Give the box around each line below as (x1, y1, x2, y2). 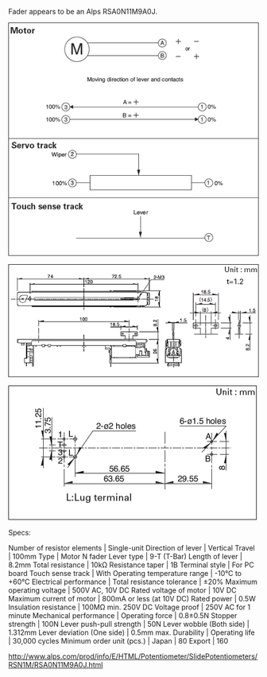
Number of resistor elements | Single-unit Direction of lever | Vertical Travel (8, 543, 256, 552)
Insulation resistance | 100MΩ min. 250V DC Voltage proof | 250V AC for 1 (8, 602, 251, 612)
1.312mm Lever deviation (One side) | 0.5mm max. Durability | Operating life (8, 628, 256, 637)
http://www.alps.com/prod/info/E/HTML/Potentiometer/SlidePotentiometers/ (8, 652, 258, 661)
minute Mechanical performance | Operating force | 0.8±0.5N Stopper (8, 610, 238, 620)
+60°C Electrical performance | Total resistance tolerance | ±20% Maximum (8, 577, 258, 586)
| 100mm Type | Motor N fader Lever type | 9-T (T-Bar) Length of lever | (8, 551, 242, 561)
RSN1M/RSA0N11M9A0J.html (8, 659, 103, 669)
